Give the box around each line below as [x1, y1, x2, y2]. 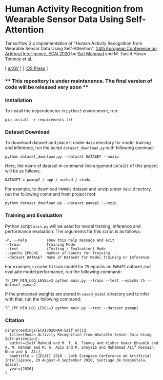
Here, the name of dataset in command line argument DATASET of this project [5, 163, 158, 169]
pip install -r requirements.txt [5, 117, 73, 123]
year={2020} [9, 366, 34, 372]
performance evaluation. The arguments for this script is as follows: [5, 228, 141, 234]
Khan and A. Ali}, [5, 349, 42, 355]
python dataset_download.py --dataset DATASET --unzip [5, 154, 119, 159]
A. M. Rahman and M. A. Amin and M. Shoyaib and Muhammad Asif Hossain [5, 345, 154, 350]
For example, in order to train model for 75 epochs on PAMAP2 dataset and [5, 263, 151, 269]
